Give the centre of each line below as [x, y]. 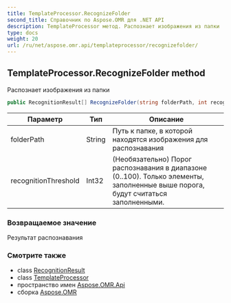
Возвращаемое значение [52, 223]
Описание [166, 119]
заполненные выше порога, [158, 185]
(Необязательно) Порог [152, 159]
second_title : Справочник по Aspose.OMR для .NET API [86, 20]
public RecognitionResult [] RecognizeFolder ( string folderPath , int [107, 102]
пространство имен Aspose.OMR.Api [71, 285]
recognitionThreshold [45, 181]
